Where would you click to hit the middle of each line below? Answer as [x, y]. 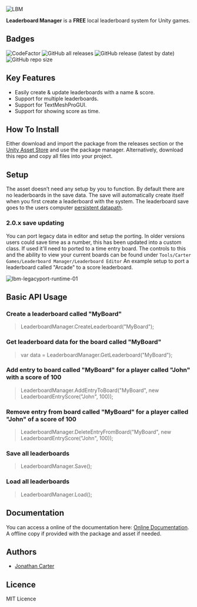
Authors [21, 552]
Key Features [31, 78]
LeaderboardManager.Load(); [56, 494]
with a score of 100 [34, 377]
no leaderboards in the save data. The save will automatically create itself [95, 195]
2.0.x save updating [35, 223]
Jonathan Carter [34, 566]
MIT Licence [21, 599]
